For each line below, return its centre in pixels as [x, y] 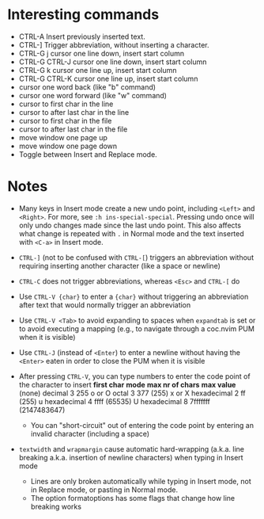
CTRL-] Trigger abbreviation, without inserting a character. [114, 44]
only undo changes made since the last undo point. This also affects [130, 225]
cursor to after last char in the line [74, 112]
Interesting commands [83, 15]
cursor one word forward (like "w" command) [93, 95]
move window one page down [68, 146]
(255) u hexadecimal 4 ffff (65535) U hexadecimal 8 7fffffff [114, 401]
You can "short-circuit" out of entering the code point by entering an [142, 425]
